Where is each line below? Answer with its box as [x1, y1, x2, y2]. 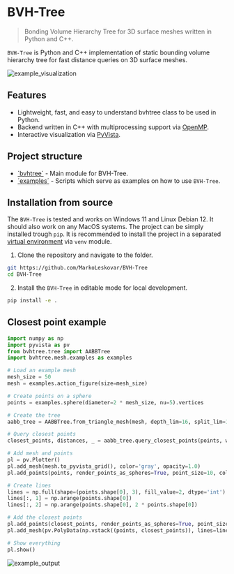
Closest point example [7, 316, 107, 328]
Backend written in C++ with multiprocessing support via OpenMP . [17, 123, 210, 131]
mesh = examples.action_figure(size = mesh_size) [7, 380, 148, 388]
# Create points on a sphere [7, 392, 92, 399]
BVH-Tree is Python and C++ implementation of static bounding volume [7, 48, 210, 57]
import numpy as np [7, 334, 64, 342]
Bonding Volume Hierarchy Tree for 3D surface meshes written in [24, 27, 212, 36]
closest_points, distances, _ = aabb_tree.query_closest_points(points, [7, 437, 223, 444]
